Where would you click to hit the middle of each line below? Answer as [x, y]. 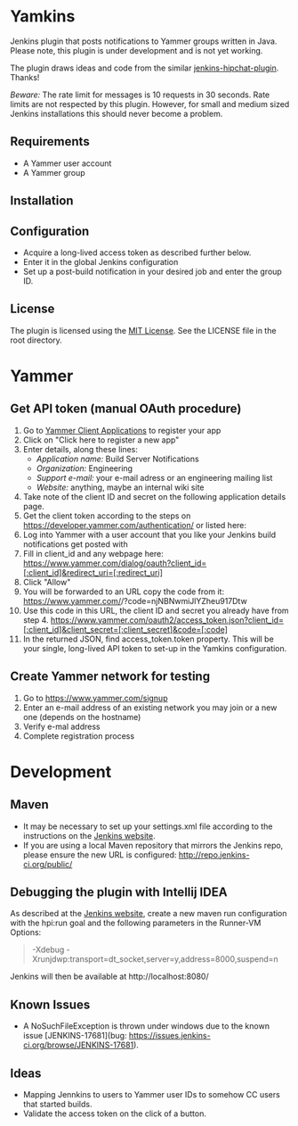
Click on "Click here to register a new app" [101, 440]
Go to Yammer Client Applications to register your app [122, 430]
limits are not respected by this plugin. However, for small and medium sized [150, 103]
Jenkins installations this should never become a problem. [117, 113]
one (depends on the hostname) [82, 716]
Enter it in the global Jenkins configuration [101, 261]
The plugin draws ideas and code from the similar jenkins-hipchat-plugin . [145, 68]
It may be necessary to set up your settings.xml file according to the [148, 826]
